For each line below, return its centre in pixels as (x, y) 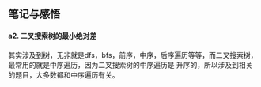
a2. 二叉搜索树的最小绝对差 (53, 36)
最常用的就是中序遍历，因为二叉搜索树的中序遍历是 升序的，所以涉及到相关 (130, 65)
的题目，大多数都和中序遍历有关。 (64, 74)
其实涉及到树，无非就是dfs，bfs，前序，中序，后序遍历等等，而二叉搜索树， (133, 55)
